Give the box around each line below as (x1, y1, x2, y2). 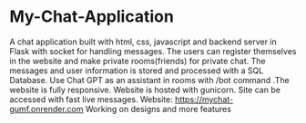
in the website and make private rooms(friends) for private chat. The (9, 55, 266, 66)
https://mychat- (174, 93, 234, 105)
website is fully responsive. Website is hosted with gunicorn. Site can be (9, 84, 280, 95)
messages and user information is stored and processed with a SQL (9, 65, 264, 76)
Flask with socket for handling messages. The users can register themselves (9, 45, 297, 56)
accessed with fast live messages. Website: (9, 93, 173, 105)
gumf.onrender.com (9, 103, 84, 114)
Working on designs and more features (85, 103, 232, 114)
